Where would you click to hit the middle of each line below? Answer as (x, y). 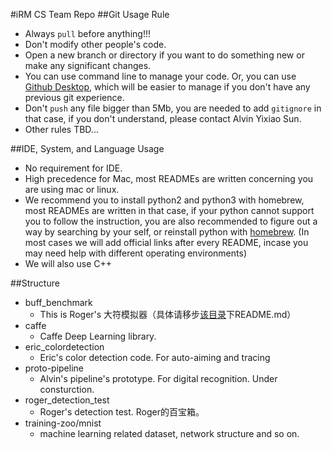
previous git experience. (74, 97)
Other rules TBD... (61, 129)
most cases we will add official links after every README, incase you (166, 242)
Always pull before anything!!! (87, 33)
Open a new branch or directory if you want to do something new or (164, 55)
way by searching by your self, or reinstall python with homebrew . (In (167, 232)
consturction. (67, 389)
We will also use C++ (68, 263)
